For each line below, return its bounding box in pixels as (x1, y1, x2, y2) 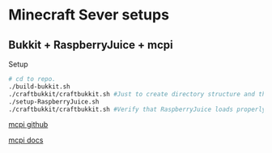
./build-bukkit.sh (8, 83, 70, 91)
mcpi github (8, 120, 49, 130)
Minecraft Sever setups (8, 6, 170, 24)
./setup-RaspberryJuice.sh (8, 97, 100, 106)
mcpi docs (8, 135, 44, 145)
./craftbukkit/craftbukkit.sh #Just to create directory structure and (8, 90, 255, 98)
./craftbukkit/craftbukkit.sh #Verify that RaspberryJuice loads (8, 105, 233, 113)
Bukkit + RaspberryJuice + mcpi (8, 38, 174, 52)
